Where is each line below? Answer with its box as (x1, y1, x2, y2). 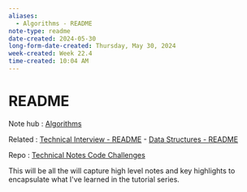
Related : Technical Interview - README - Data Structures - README (8, 134, 238, 144)
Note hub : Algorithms (8, 118, 82, 128)
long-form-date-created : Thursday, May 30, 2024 (8, 42, 176, 50)
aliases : (8, 11, 38, 20)
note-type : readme (8, 27, 71, 35)
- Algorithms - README (15, 19, 93, 28)
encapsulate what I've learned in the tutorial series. (8, 174, 180, 184)
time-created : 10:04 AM (8, 58, 89, 66)
